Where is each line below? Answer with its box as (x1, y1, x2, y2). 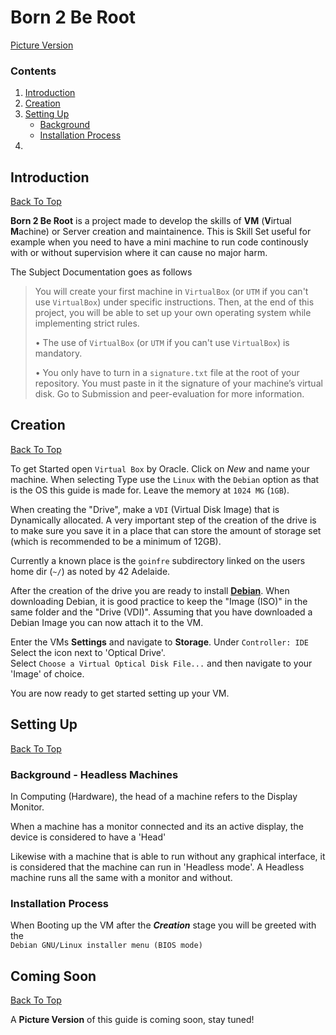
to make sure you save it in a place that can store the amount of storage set (10, 524, 322, 536)
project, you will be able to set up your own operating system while (34, 307, 312, 319)
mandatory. (34, 347, 83, 360)
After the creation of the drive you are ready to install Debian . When (10, 584, 290, 596)
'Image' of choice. (10, 667, 85, 680)
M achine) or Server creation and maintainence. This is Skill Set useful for (10, 226, 312, 238)
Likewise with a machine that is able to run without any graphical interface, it (10, 850, 326, 862)
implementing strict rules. (34, 317, 140, 330)
